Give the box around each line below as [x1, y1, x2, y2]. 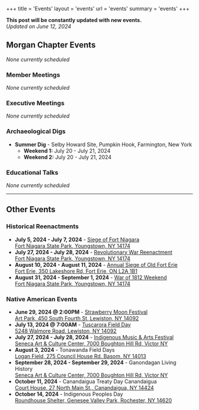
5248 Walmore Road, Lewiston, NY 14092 [14, 327, 117, 335]
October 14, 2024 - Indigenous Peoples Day [14, 390, 123, 398]
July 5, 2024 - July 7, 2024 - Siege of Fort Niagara [14, 236, 140, 243]
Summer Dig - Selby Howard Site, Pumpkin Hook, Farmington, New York [14, 141, 192, 148]
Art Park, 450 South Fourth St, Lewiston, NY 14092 [14, 314, 139, 321]
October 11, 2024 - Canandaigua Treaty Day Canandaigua [14, 377, 157, 385]
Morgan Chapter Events [6, 40, 96, 50]
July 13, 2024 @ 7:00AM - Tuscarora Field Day [14, 321, 131, 328]
